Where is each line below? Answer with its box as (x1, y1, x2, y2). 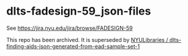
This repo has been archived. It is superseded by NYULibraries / (6, 36, 168, 43)
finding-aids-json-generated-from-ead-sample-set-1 (6, 43, 140, 50)
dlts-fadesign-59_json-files (6, 4, 151, 18)
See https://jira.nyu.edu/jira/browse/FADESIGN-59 (6, 24, 133, 32)
